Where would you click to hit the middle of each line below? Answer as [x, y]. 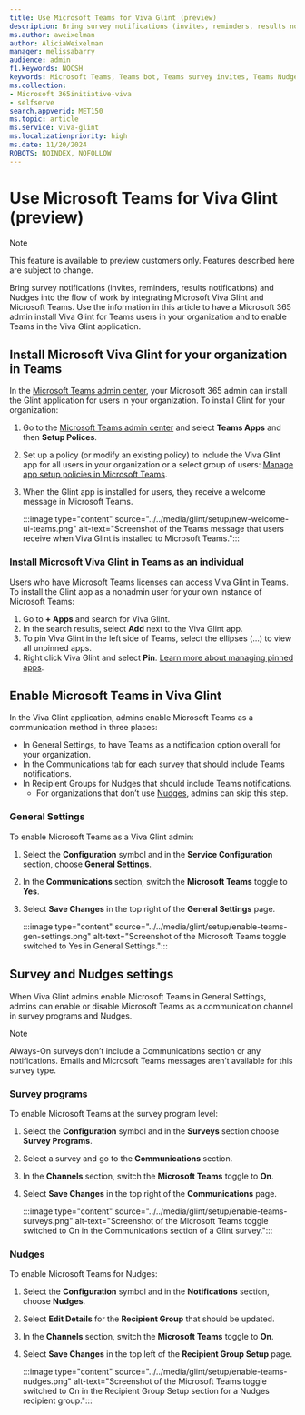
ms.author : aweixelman [52, 35]
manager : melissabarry [52, 52]
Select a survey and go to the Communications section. [128, 1158]
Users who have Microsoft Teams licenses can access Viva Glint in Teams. [149, 582]
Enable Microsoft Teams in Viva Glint [116, 696]
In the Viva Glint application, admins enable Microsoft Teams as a [132, 718]
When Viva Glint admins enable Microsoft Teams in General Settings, [138, 996]
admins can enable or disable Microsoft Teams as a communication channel [151, 1006]
